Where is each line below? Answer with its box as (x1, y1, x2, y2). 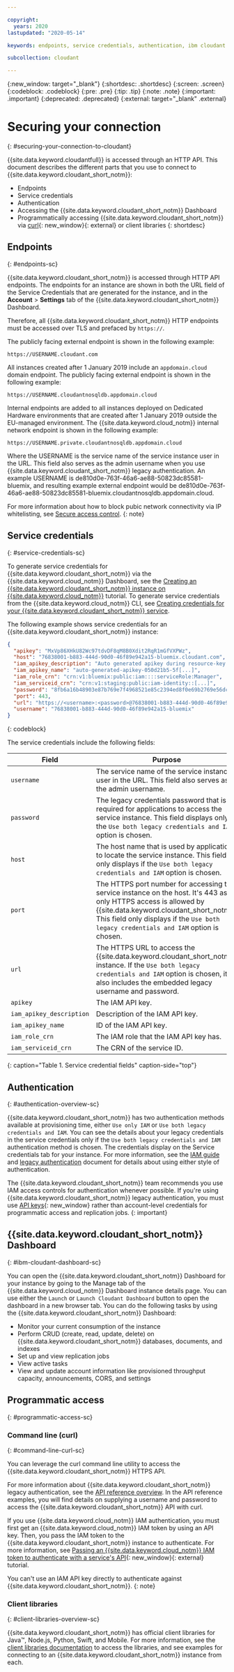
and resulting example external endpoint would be (33, 481, 178, 489)
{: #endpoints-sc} (7, 260, 58, 268)
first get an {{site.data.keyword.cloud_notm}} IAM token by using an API (7, 1523, 214, 1532)
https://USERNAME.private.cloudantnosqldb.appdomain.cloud (7, 439, 182, 447)
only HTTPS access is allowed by (96, 897, 205, 906)
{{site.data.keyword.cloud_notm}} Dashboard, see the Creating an (7, 576, 197, 585)
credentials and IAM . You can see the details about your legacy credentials (7, 1128, 224, 1136)
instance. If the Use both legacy (96, 960, 201, 970)
